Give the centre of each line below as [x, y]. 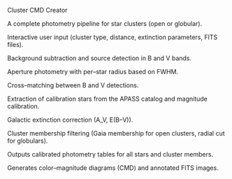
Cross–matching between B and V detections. [73, 85]
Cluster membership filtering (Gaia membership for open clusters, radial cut [116, 133]
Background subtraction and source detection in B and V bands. [100, 58]
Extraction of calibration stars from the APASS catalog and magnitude [108, 99]
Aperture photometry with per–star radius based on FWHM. [93, 72]
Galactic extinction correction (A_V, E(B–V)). [70, 120]
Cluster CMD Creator [37, 10]
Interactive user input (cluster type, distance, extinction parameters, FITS [113, 37]
